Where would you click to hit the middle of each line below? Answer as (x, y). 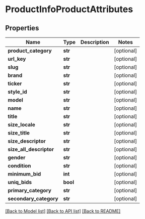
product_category (30, 51)
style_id (17, 92)
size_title (19, 133)
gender (17, 158)
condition (19, 166)
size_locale (21, 125)
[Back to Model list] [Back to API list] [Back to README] (63, 211)
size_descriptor (27, 141)
